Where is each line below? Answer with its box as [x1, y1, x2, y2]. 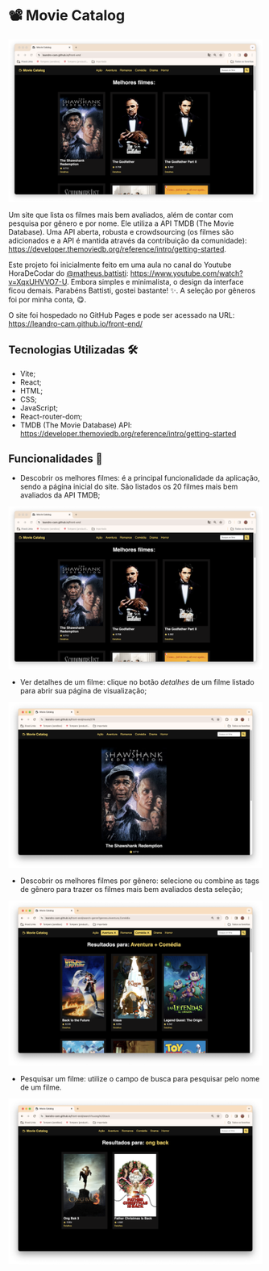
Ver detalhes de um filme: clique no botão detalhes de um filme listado [19, 677, 255, 687]
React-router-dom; [19, 411, 83, 421]
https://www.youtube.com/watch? [130, 268, 243, 278]
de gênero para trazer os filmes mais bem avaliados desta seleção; [19, 884, 243, 894]
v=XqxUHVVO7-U [8, 277, 68, 286]
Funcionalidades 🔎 [8, 452, 103, 466]
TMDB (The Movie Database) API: [19, 420, 133, 430]
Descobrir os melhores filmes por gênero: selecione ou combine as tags [19, 876, 260, 886]
